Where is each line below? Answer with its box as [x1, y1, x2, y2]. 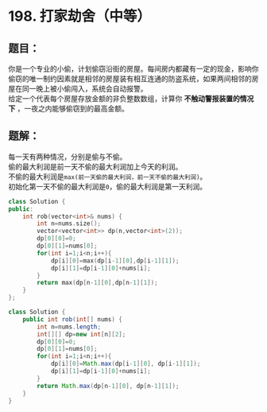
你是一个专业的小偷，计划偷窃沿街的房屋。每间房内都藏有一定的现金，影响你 [8, 64, 259, 73]
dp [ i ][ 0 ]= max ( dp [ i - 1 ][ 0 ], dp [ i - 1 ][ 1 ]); [50, 256, 180, 265]
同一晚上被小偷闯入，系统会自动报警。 [21, 84, 148, 93]
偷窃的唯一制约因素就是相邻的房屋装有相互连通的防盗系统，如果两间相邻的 [8, 74, 252, 84]
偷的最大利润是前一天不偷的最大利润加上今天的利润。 [8, 161, 183, 171]
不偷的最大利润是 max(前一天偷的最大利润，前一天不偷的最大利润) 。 [8, 172, 207, 181]
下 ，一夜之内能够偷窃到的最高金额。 [8, 104, 129, 113]
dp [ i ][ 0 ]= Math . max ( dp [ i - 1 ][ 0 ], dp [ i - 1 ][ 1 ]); [50, 360, 201, 368]
